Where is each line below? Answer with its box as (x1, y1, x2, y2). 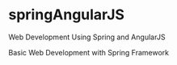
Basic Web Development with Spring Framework (8, 47, 170, 57)
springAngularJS (8, 6, 125, 24)
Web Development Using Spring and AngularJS (8, 32, 166, 42)
